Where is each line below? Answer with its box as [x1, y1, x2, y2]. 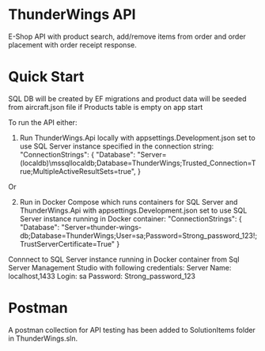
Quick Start [8, 68, 85, 86]
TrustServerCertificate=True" [19, 239, 115, 248]
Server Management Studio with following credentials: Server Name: [8, 262, 232, 272]
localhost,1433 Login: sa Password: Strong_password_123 [8, 271, 196, 281]
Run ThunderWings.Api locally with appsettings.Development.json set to [19, 133, 256, 142]
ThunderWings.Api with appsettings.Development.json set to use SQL [19, 206, 248, 215]
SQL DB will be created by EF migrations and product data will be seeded [8, 93, 247, 104]
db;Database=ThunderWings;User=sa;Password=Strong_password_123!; [19, 231, 258, 240]
